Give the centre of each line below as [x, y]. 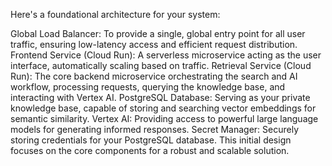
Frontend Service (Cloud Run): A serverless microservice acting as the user [166, 55]
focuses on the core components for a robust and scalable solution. [150, 150]
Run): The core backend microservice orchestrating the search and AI [154, 76]
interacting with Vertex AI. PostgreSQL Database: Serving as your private [160, 97]
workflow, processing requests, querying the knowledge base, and [148, 87]
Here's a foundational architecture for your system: [115, 14]
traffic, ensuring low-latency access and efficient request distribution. [154, 44]
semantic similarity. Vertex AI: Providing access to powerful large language [164, 118]
